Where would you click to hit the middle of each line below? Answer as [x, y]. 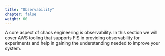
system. [13, 48]
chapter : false [21, 14]
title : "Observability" [30, 10]
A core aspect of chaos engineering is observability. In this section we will [81, 33]
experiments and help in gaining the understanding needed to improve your [83, 43]
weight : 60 [16, 19]
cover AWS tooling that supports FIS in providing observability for [72, 38]
